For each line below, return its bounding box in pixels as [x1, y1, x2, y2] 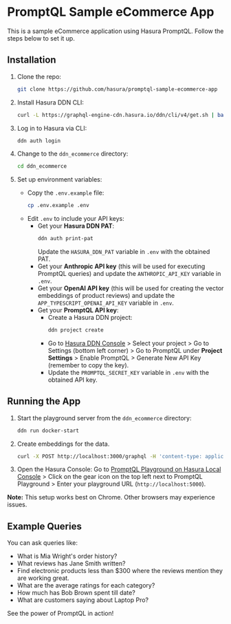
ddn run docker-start [16, 427, 79, 434]
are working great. [16, 574, 70, 582]
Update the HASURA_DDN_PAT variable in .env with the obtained [37, 248, 210, 255]
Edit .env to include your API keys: [27, 215, 125, 223]
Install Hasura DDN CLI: [16, 98, 85, 107]
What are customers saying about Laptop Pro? [16, 596, 149, 604]
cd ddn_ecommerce [16, 163, 67, 170]
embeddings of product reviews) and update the [37, 292, 175, 299]
